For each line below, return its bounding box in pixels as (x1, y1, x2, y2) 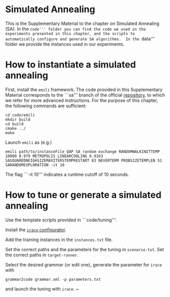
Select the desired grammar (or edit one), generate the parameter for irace (5, 261, 162, 268)
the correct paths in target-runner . (5, 252, 79, 258)
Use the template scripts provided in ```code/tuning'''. (5, 217, 117, 223)
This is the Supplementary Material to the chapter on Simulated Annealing (5, 20, 160, 26)
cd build (5, 121, 24, 127)
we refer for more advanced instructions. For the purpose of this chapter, (5, 97, 158, 103)
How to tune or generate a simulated (5, 189, 161, 201)
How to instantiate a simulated (5, 59, 136, 71)
